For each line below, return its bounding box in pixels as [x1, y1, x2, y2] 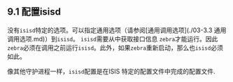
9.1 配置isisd [7, 6, 62, 18]
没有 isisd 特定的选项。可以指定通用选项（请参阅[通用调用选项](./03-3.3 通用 [7, 26, 227, 34]
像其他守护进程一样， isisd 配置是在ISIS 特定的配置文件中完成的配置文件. [7, 67, 216, 75]
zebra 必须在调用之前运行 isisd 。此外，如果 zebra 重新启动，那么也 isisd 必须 [7, 43, 224, 52]
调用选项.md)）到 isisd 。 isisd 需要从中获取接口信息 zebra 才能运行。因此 [7, 34, 218, 43]
